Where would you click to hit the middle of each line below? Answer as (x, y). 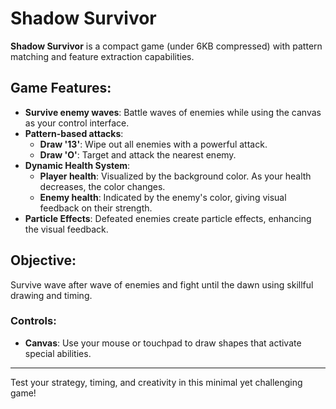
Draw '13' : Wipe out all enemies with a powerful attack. (153, 144)
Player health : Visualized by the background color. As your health (175, 176)
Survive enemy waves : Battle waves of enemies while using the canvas (173, 112)
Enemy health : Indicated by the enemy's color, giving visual (163, 197)
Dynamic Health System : (77, 165)
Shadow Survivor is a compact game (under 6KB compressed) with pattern (166, 46)
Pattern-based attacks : (74, 133)
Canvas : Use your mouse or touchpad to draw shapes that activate (163, 343)
